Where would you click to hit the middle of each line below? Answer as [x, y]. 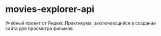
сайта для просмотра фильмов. [40, 28]
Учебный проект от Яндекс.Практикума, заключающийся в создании [81, 23]
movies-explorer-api [50, 9]
